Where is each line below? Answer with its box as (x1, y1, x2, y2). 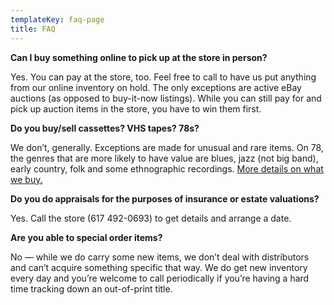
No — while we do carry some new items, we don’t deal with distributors (10, 251, 310, 263)
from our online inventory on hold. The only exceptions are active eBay (10, 81, 302, 93)
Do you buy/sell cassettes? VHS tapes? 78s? (10, 122, 200, 134)
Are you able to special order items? (10, 231, 163, 243)
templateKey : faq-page (10, 14, 105, 25)
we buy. (10, 173, 43, 185)
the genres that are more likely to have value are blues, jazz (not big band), (10, 152, 319, 164)
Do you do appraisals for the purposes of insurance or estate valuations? (10, 192, 320, 205)
